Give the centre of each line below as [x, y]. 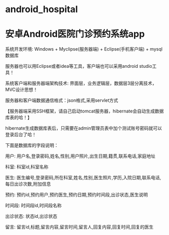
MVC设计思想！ [22, 90]
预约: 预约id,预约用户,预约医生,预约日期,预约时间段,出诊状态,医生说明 [77, 195]
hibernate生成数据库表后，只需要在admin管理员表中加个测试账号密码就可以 [83, 128]
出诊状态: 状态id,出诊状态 [31, 216]
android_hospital [42, 9]
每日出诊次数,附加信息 [28, 184]
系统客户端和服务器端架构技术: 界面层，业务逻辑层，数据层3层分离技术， [81, 83]
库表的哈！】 [18, 117]
